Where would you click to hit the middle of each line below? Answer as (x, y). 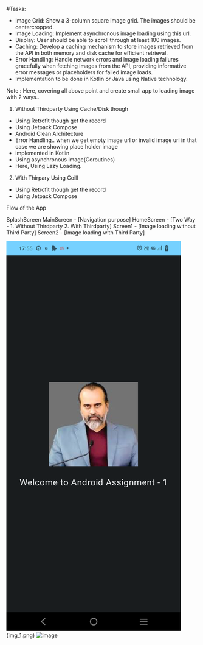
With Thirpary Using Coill (46, 178)
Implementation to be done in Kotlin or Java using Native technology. (101, 79)
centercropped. (35, 27)
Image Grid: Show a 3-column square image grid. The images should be (105, 20)
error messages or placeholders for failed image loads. (84, 72)
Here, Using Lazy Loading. (48, 166)
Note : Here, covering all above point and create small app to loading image (101, 90)
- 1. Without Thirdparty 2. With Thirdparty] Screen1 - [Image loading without (101, 226)
